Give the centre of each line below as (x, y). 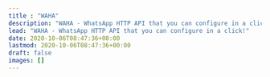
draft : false (30, 53)
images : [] (27, 61)
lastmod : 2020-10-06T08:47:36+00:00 (70, 46)
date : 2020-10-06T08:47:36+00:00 (64, 38)
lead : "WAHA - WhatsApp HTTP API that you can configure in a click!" (129, 30)
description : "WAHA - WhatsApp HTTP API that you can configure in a (127, 23)
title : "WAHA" (34, 16)
